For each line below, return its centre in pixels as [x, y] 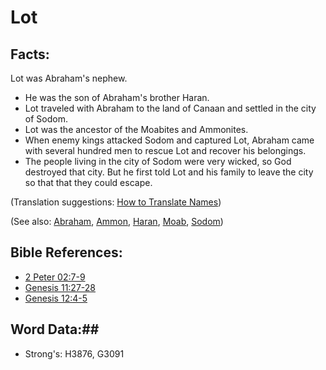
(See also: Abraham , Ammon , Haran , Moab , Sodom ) [117, 221]
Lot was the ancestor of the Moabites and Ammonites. [136, 129]
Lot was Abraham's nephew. [69, 78]
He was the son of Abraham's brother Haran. [117, 97]
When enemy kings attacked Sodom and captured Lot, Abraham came [169, 140]
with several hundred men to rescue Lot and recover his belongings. [165, 150]
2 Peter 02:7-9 [55, 277]
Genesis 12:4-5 [56, 298]
